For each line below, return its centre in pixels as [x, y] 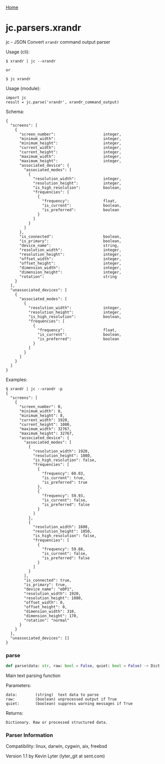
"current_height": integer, [70, 152]
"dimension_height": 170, [51, 616]
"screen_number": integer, [70, 134]
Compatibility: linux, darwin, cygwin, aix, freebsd [56, 746]
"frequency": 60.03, [64, 473]
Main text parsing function [33, 675]
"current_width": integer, [70, 148]
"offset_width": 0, [45, 602]
